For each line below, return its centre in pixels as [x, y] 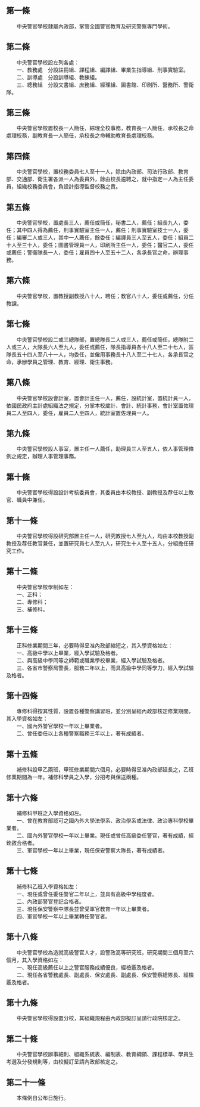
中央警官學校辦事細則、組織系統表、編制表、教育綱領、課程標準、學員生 [105, 1055]
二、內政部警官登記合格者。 [50, 901]
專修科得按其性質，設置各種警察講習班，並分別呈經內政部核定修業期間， [105, 711]
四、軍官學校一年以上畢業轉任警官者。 [63, 916]
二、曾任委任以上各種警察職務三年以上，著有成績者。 [82, 734]
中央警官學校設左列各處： [48, 62]
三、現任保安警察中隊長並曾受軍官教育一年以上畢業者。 [84, 908]
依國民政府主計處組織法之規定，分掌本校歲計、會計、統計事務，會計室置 [95, 405]
